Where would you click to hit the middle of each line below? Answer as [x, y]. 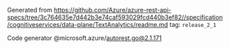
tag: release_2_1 [193, 24]
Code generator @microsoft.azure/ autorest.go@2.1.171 [85, 38]
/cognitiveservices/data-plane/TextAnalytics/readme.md [88, 24]
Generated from [30, 10]
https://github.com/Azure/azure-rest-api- [113, 10]
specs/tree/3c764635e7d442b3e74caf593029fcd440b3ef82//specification [115, 17]
